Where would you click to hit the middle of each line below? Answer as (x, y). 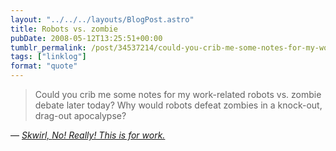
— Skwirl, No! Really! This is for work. (88, 135)
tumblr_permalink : (48, 47)
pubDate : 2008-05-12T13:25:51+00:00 (86, 38)
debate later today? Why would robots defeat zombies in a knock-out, (178, 105)
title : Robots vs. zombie (64, 29)
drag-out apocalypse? (80, 115)
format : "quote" (44, 66)
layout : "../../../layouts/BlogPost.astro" (102, 19)
